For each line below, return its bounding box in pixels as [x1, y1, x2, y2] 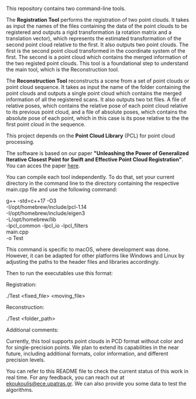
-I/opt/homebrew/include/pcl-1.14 [6, 204, 87, 210]
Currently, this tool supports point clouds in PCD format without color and [6, 338, 183, 345]
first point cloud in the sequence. [6, 121, 86, 128]
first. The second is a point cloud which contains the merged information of [6, 54, 188, 60]
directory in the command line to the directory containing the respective [6, 180, 180, 187]
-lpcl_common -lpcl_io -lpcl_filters [6, 222, 88, 229]
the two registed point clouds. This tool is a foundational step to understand [6, 60, 188, 67]
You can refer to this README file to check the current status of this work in [6, 368, 189, 374]
